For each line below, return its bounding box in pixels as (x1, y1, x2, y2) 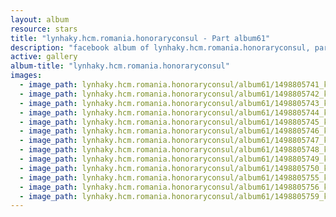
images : (10, 71, 43, 81)
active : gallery (10, 52, 78, 62)
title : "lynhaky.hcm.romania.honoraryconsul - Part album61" (10, 33, 271, 43)
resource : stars (10, 24, 78, 34)
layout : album (10, 14, 70, 25)
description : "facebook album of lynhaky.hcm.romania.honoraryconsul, (10, 42, 311, 53)
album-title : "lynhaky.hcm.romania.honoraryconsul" (10, 61, 230, 71)
